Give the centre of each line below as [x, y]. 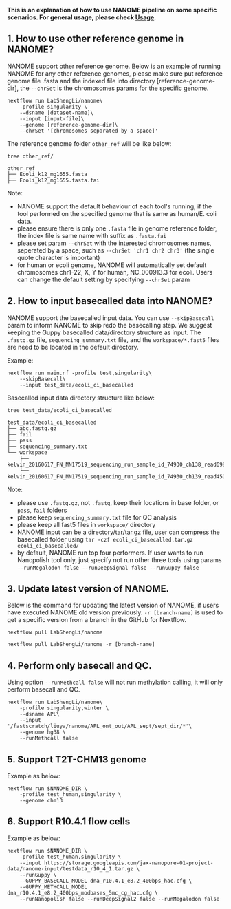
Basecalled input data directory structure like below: [81, 398]
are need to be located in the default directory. [73, 347]
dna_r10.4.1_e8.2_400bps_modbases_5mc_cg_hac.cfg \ [82, 893]
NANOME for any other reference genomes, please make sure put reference [115, 73]
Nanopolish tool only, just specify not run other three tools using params [119, 559]
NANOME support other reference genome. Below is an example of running [114, 66]
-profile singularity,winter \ [64, 708]
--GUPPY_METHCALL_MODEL [54, 887]
